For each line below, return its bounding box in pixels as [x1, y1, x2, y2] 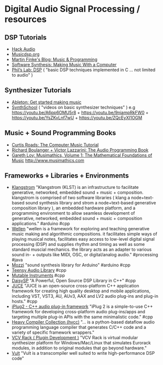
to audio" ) [11, 72, 33, 78]
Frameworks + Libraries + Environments [4, 172, 129, 180]
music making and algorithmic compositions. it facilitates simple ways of [11, 231, 157, 237]
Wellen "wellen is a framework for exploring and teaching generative [11, 226, 150, 232]
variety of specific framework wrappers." [11, 329, 95, 335]
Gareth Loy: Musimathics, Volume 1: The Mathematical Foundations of [11, 152, 152, 158]
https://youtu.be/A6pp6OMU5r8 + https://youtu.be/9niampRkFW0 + [11, 109, 149, 115]
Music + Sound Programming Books [4, 129, 116, 137]
